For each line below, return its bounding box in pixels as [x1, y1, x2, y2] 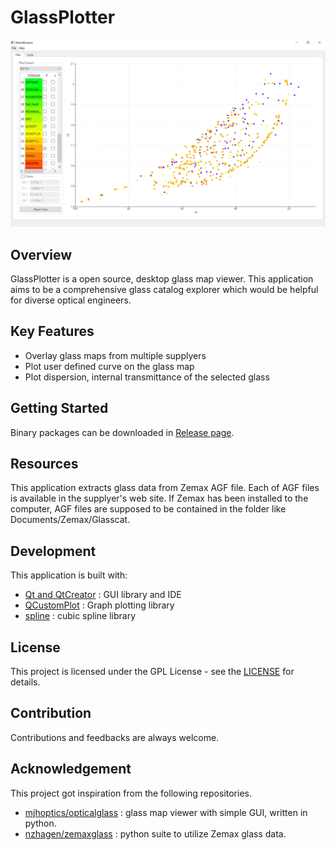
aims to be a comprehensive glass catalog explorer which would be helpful [10, 284, 319, 295]
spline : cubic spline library [24, 610, 137, 622]
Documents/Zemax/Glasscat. [10, 514, 131, 526]
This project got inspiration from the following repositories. [10, 787, 252, 799]
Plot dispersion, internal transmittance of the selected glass [24, 371, 270, 383]
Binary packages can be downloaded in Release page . [10, 426, 235, 438]
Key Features [10, 323, 95, 340]
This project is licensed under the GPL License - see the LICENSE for [10, 666, 295, 678]
